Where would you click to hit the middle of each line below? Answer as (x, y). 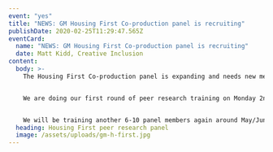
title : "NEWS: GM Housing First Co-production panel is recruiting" (127, 24)
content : (23, 62)
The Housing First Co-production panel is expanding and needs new (139, 76)
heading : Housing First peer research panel (92, 128)
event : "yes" (30, 16)
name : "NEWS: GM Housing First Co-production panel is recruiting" (132, 46)
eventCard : (27, 39)
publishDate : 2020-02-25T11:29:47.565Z (76, 31)
